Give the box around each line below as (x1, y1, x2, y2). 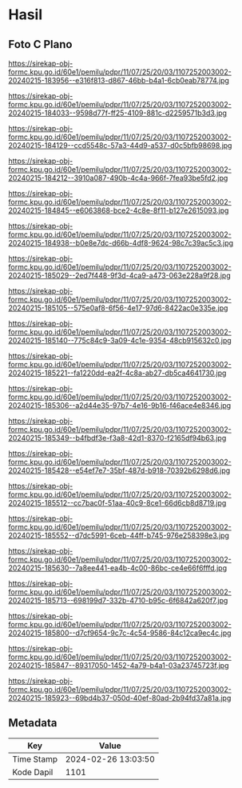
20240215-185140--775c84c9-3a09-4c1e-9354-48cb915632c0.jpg (8, 336, 232, 345)
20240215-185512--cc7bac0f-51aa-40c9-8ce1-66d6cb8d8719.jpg (8, 498, 227, 507)
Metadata (8, 716, 58, 730)
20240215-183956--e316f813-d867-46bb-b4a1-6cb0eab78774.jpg (8, 76, 230, 85)
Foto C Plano (8, 38, 73, 51)
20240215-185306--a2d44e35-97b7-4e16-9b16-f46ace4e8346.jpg (8, 401, 232, 410)
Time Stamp (12, 754, 58, 765)
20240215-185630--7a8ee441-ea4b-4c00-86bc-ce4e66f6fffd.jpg (8, 563, 228, 573)
